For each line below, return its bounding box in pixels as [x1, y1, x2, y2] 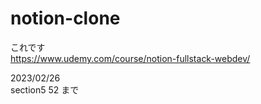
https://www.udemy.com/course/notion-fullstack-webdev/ [10, 52, 251, 64]
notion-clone [10, 7, 121, 30]
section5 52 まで [10, 83, 80, 96]
